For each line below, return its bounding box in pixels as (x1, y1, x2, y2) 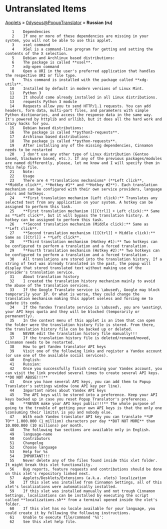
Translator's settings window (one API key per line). (5, 383, 122, 388)
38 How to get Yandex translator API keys (9, 344, 106, 349)
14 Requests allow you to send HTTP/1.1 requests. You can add (9, 103, 151, 108)
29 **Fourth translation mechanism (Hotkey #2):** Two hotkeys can (9, 248, 160, 253)
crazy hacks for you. (5, 121, 50, 126)
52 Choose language (9, 444, 57, 450)
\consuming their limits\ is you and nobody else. (5, 409, 113, 415)
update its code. (5, 300, 41, 305)
